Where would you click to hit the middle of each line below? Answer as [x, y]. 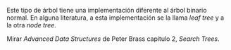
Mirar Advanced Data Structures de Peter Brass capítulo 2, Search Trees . [113, 39]
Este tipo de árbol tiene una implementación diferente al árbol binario [107, 10]
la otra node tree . [32, 25]
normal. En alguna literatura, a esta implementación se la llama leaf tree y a [115, 18]
